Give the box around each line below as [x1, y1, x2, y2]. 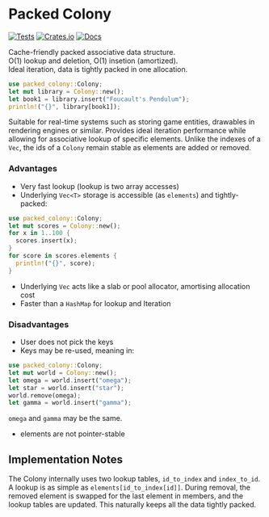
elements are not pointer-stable [19, 429, 125, 439]
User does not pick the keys [19, 337, 114, 347]
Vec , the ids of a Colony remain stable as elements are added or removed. [8, 143, 252, 153]
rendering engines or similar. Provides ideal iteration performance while [8, 126, 246, 136]
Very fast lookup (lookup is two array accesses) [19, 181, 179, 191]
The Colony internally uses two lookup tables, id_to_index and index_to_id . [8, 474, 261, 484]
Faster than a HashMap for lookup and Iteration [19, 298, 171, 308]
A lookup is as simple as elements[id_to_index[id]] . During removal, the [8, 482, 251, 493]
